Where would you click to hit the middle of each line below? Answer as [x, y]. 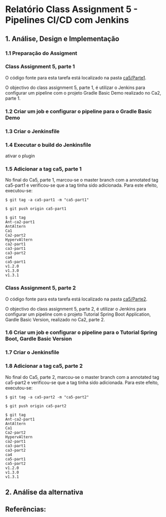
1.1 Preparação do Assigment [41, 53]
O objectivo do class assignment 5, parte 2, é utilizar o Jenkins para [76, 309]
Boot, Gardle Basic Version [39, 339]
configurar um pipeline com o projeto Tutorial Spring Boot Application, [78, 314]
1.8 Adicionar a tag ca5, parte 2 [44, 366]
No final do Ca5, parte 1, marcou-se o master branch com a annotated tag [82, 180]
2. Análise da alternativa [44, 492]
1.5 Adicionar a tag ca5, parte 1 [43, 169]
